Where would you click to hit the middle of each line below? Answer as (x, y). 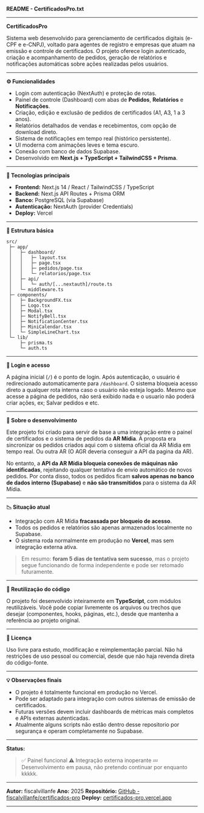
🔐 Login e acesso (28, 365)
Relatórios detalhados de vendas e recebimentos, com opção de (96, 125)
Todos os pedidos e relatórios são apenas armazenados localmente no (104, 528)
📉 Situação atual (28, 507)
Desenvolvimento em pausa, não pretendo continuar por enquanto (104, 767)
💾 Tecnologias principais (38, 175)
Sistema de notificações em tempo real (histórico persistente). (93, 138)
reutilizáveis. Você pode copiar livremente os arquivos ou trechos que (93, 607)
